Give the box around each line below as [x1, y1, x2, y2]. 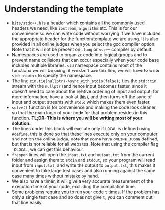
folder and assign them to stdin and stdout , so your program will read [11, 157, 155, 163]
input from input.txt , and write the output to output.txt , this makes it [11, 162, 155, 168]
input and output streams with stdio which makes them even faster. [11, 99, 151, 105]
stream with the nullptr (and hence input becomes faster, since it [11, 83, 147, 89]
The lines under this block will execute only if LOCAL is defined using [11, 125, 151, 131]
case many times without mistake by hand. [11, 173, 100, 179]
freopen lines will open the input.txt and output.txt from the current [11, 151, 155, 157]
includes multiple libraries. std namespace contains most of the [11, 62, 142, 68]
